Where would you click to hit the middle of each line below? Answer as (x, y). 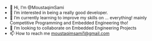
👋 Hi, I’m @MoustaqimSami (37, 7)
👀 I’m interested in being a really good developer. (59, 13)
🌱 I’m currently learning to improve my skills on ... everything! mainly (78, 18)
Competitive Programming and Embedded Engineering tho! (69, 23)
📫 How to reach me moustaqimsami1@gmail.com (59, 33)
